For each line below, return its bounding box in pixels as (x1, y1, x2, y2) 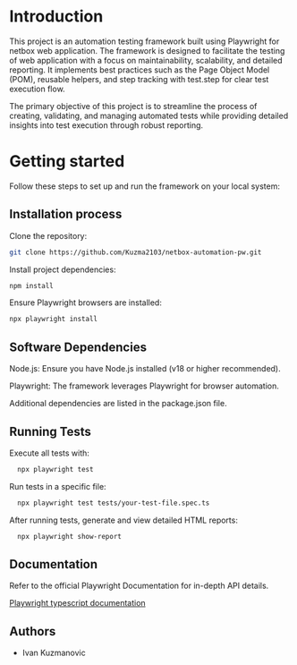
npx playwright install (9, 315, 98, 324)
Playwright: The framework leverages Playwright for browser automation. (9, 380, 279, 391)
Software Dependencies (9, 339, 148, 354)
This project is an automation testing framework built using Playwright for (9, 36, 280, 47)
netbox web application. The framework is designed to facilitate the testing (9, 45, 285, 55)
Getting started (9, 151, 125, 172)
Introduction (9, 6, 104, 27)
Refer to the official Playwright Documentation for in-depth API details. (9, 580, 269, 592)
